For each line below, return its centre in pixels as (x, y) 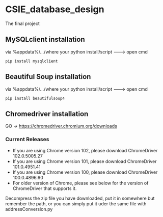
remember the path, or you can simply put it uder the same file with (76, 204)
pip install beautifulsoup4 (35, 98)
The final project (22, 23)
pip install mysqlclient (32, 61)
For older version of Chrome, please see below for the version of (80, 183)
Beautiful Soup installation (48, 77)
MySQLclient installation (45, 39)
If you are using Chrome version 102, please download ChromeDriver (85, 150)
